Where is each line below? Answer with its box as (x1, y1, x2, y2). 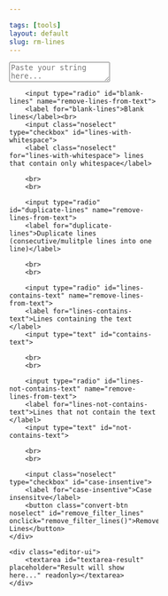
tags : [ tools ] (9, 20, 62, 29)
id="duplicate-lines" (9, 206, 89, 215)
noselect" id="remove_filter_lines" (9, 509, 144, 518)
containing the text (56, 314, 133, 324)
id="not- (100, 424, 133, 433)
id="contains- (100, 330, 152, 339)
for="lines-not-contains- (52, 401, 149, 409)
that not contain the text (56, 408, 157, 417)
